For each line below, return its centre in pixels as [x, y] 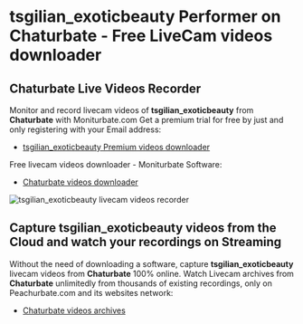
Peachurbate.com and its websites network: [91, 292]
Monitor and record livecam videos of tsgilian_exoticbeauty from [132, 110]
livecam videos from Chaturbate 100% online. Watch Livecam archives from [151, 273]
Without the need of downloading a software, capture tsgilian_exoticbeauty [151, 263]
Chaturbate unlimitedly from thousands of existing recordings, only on [141, 283]
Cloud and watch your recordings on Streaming [146, 242]
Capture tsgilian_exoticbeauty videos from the [143, 228]
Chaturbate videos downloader [80, 182]
